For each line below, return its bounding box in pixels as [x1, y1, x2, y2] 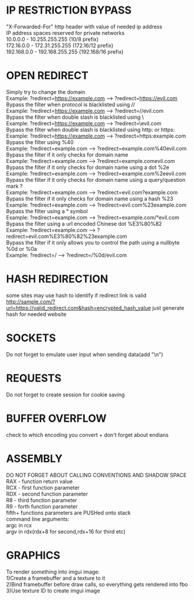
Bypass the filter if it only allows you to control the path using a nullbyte [6, 239, 180, 246]
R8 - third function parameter [6, 497, 78, 504]
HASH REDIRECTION [6, 272, 108, 286]
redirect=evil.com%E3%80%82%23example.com [6, 233, 127, 240]
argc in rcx [6, 521, 32, 529]
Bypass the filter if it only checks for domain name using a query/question [6, 176, 186, 183]
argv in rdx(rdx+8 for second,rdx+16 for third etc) [6, 528, 126, 535]
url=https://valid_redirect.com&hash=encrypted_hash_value [6, 304, 152, 311]
